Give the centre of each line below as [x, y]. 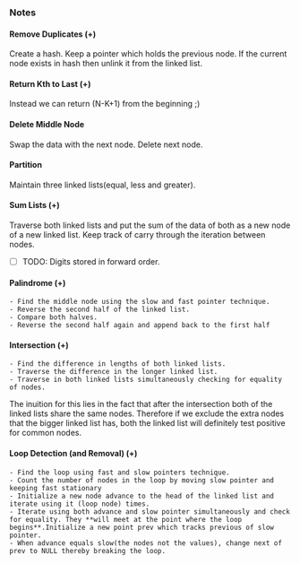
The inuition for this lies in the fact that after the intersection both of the [141, 404]
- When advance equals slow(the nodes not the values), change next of [146, 543]
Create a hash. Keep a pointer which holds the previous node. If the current [148, 54]
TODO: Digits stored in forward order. [91, 261]
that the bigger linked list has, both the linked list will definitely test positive [147, 423]
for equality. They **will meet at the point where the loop [126, 519]
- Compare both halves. [54, 317]
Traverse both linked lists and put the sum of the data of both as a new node [150, 225]
